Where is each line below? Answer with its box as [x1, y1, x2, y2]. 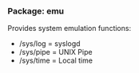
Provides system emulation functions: [7, 24, 132, 33]
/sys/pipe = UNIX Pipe [18, 48, 93, 57]
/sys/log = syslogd [18, 39, 81, 48]
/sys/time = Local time [18, 56, 93, 65]
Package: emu [7, 6, 65, 17]
